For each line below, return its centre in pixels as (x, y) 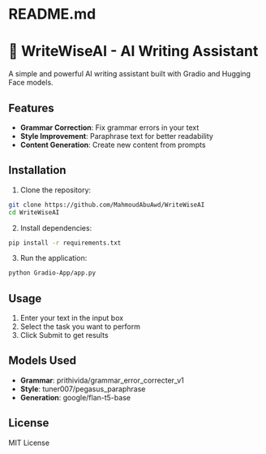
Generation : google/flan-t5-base (75, 397)
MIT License (29, 443)
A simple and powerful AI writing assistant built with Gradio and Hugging (130, 74)
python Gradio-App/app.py (52, 273)
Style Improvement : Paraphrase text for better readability (116, 136)
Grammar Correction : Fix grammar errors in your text (109, 128)
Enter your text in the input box (72, 318)
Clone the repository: (56, 190)
